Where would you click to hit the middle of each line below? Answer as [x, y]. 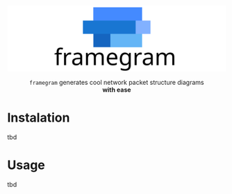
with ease [117, 90]
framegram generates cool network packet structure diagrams [117, 83]
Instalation [39, 118]
